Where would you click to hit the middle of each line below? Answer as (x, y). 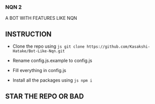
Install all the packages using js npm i (52, 80)
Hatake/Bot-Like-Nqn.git (39, 51)
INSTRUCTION (29, 34)
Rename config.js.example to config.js (52, 61)
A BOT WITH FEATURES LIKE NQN (41, 18)
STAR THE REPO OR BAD (45, 96)
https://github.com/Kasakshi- (118, 47)
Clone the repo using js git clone (48, 46)
